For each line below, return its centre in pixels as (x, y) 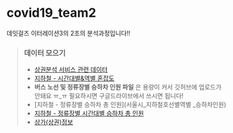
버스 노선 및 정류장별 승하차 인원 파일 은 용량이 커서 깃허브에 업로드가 (128, 87)
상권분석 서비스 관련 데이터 (71, 70)
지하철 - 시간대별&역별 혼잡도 (74, 78)
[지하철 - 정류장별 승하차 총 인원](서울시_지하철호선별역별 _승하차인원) (130, 105)
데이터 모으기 (45, 52)
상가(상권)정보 (54, 122)
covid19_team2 (51, 13)
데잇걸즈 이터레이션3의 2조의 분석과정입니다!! (68, 33)
